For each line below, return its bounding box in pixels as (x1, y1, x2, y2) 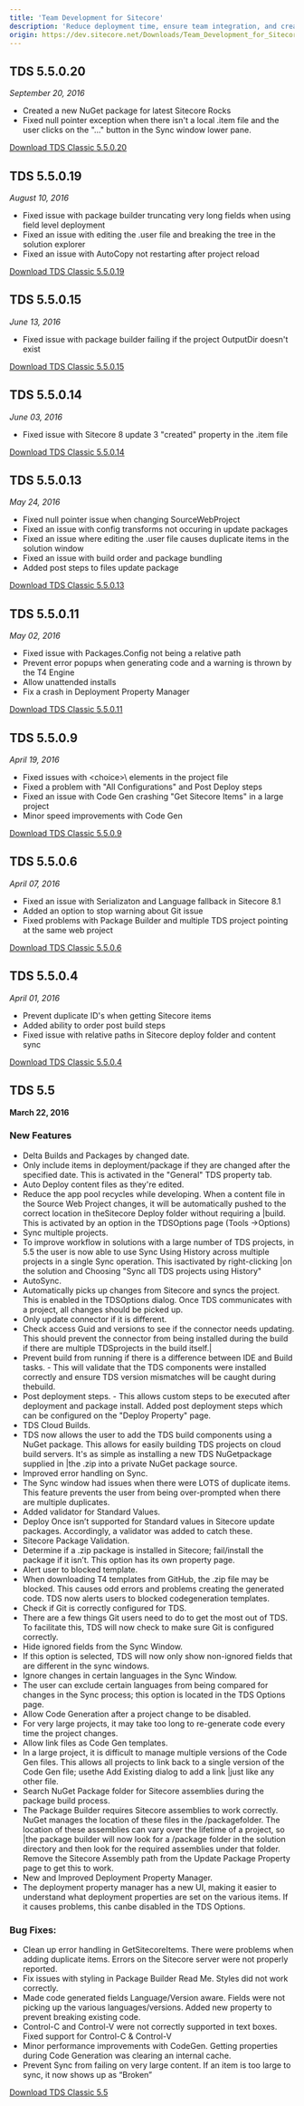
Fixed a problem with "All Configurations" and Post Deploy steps (22, 781, 262, 793)
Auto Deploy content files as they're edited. (22, 1179, 185, 1190)
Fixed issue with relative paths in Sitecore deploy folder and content (22, 1029, 276, 1040)
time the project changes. (22, 1727, 119, 1738)
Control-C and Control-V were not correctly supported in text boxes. (22, 2022, 278, 2033)
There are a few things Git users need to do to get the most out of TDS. (22, 1612, 288, 1623)
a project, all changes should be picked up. (22, 1304, 184, 1315)
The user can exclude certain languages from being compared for (22, 1679, 269, 1690)
